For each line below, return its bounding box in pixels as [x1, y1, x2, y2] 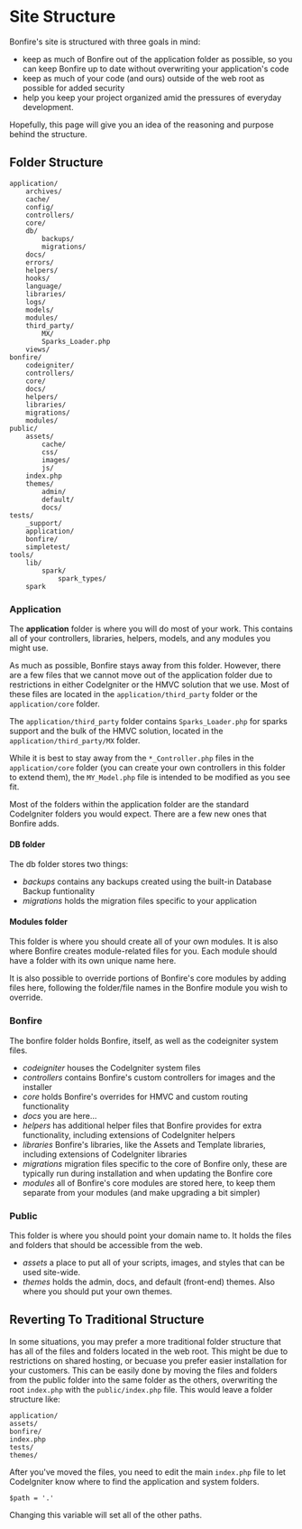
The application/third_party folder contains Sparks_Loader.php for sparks [9, 716, 288, 727]
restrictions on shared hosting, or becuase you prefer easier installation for [9, 1355, 288, 1366]
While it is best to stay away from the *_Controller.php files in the [9, 752, 254, 764]
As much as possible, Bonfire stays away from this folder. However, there [9, 660, 281, 671]
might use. [9, 643, 49, 654]
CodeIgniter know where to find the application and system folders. [9, 1476, 260, 1487]
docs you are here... [22, 1110, 97, 1121]
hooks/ [25, 274, 50, 283]
